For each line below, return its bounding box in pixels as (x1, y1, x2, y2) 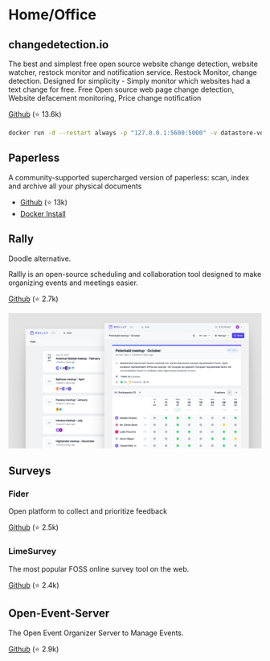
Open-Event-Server (8, 606, 110, 621)
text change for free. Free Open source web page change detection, (8, 85, 235, 94)
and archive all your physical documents (8, 181, 142, 191)
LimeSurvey (8, 546, 56, 557)
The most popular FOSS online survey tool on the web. (8, 564, 190, 573)
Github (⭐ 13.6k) (8, 109, 62, 118)
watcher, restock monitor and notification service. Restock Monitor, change (8, 68, 257, 77)
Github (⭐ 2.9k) (8, 644, 59, 654)
